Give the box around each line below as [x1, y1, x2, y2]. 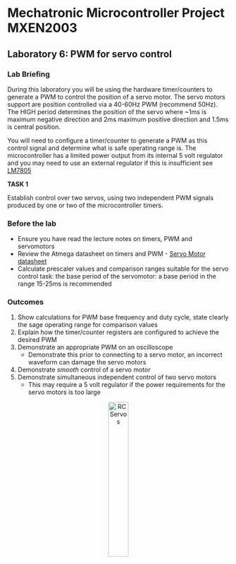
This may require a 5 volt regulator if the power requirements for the [27, 381, 225, 389]
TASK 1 [7, 180, 28, 188]
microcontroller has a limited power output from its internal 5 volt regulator [7, 151, 223, 159]
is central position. [7, 122, 61, 131]
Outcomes [7, 298, 44, 307]
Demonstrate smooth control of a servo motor [17, 365, 151, 374]
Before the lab [7, 219, 56, 228]
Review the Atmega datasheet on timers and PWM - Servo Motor [17, 250, 206, 258]
